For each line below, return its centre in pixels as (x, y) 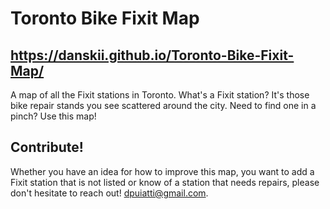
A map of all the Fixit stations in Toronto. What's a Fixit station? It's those (160, 95)
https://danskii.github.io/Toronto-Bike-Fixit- (152, 55)
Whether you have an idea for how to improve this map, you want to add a (162, 171)
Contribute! (47, 147)
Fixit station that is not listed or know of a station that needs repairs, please (165, 182)
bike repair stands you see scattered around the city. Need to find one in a (163, 105)
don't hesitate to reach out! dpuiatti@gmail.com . (109, 193)
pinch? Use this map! (53, 116)
